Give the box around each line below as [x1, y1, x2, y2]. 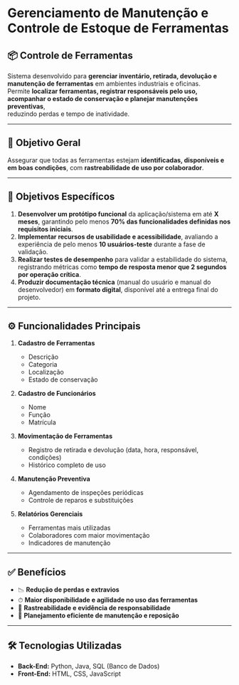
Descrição [28, 352, 59, 361]
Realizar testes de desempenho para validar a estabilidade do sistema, [17, 255, 228, 263]
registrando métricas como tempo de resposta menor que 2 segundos [17, 262, 227, 271]
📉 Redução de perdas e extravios [17, 585, 119, 594]
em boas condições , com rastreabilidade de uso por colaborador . [7, 163, 204, 172]
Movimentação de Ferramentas [17, 432, 112, 441]
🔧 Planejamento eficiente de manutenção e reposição [17, 611, 179, 620]
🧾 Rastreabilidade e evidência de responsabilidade [17, 604, 171, 612]
